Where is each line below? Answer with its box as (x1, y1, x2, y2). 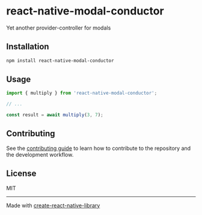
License (6, 169, 37, 179)
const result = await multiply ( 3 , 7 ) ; (6, 112, 103, 118)
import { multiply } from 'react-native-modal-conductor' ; (6, 90, 158, 96)
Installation (6, 42, 49, 52)
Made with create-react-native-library (6, 202, 100, 209)
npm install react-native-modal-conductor (6, 57, 114, 64)
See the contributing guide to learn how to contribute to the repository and (6, 145, 191, 152)
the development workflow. (6, 151, 74, 158)
